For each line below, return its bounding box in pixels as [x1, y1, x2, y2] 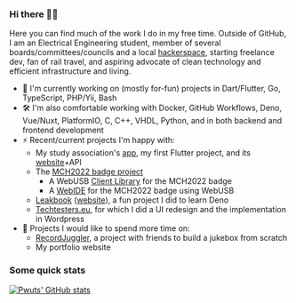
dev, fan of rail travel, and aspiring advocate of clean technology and [9, 57, 261, 68]
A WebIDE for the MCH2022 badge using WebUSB [48, 186, 235, 196]
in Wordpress [35, 213, 84, 225]
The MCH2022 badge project [35, 166, 144, 177]
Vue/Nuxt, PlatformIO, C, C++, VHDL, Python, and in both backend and [21, 116, 283, 126]
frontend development [21, 124, 104, 136]
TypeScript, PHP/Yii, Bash [21, 92, 117, 103]
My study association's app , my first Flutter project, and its [35, 148, 252, 158]
